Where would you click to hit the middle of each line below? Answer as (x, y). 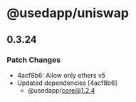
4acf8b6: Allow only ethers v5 (61, 75)
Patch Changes (34, 60)
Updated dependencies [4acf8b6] (67, 83)
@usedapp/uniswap (68, 13)
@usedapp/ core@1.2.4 (61, 90)
